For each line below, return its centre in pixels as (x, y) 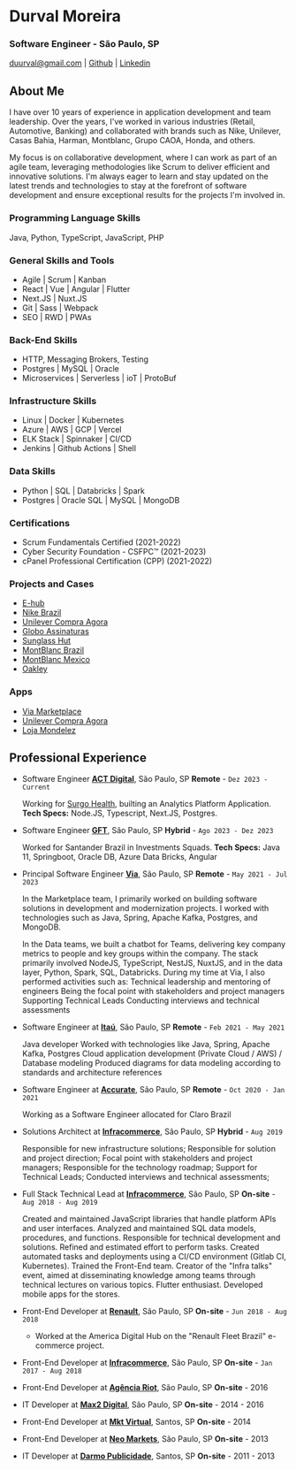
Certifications (40, 523)
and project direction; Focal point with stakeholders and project (137, 1158)
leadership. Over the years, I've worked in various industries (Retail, (133, 122)
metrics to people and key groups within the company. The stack (140, 953)
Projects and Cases (52, 584)
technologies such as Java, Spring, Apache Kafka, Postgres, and (140, 918)
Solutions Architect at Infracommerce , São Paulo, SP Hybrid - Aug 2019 (152, 1132)
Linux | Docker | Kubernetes (73, 420)
